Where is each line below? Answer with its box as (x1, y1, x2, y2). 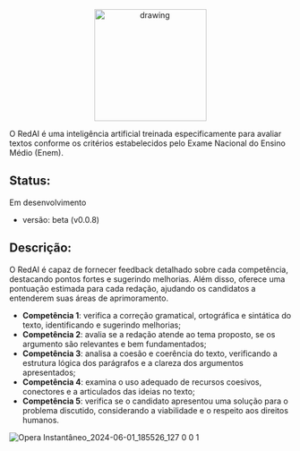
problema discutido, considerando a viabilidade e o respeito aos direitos (21, 404, 289, 415)
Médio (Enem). (9, 148, 64, 157)
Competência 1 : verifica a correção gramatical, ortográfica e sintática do (21, 310, 292, 320)
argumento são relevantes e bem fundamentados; (21, 338, 207, 349)
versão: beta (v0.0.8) (21, 214, 100, 225)
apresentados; (21, 367, 76, 378)
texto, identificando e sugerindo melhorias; (21, 319, 182, 330)
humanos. (21, 414, 60, 425)
